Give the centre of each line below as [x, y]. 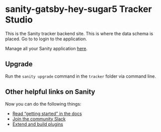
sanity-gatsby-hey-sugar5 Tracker [79, 9]
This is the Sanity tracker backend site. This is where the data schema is [79, 33]
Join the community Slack [39, 119]
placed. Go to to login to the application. [46, 39]
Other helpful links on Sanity [50, 92]
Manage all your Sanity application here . [46, 48]
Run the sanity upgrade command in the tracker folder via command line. [81, 76]
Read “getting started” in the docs [47, 114]
